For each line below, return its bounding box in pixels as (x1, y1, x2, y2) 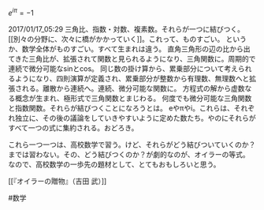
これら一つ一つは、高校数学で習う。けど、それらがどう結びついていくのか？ (8, 140, 256, 149)
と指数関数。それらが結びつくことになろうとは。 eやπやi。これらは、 (8, 103, 234, 113)
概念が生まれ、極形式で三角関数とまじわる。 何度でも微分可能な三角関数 (14, 93, 252, 103)
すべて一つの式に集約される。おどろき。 (8, 122, 139, 133)
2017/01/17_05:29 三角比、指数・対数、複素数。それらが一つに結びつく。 (8, 24, 245, 34)
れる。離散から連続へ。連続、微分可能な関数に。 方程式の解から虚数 (21, 83, 245, 93)
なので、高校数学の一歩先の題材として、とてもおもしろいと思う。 (8, 159, 221, 169)
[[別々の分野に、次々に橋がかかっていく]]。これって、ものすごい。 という (8, 34, 247, 43)
